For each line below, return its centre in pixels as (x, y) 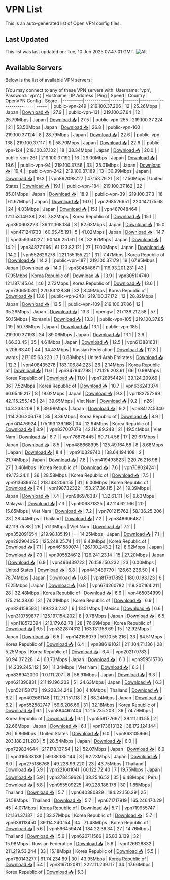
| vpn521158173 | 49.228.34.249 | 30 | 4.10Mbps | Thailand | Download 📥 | (83, 690)
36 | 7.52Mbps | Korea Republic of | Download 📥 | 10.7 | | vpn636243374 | (83, 386)
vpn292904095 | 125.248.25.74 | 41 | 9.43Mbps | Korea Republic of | (77, 541)
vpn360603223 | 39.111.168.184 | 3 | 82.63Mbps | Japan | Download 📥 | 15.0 (85, 224)
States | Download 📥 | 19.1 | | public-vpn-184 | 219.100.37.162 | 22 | (75, 186)
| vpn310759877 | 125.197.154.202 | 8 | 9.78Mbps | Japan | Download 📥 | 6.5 (85, 616)
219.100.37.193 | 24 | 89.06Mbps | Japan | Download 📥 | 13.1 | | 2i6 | (76, 334)
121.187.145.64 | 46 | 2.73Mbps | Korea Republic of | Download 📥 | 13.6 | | (82, 283)
